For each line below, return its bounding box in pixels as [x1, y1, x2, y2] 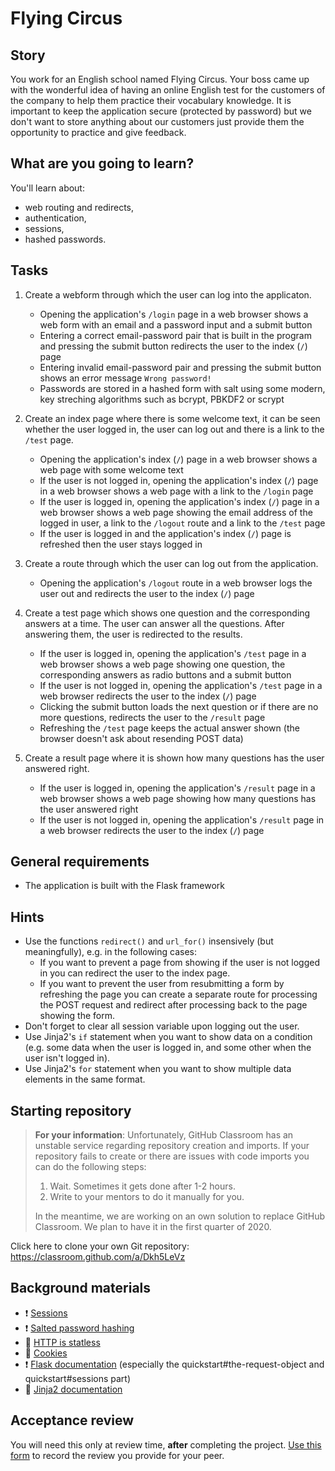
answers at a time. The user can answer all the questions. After [24, 617, 285, 629]
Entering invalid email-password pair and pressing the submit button [39, 361, 322, 373]
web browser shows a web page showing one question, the [39, 658, 286, 670]
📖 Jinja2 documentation [24, 1383, 123, 1395]
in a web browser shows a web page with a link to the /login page [39, 485, 314, 497]
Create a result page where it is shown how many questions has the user [24, 752, 325, 764]
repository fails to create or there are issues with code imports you [34, 1150, 310, 1162]
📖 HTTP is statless [24, 1336, 101, 1348]
